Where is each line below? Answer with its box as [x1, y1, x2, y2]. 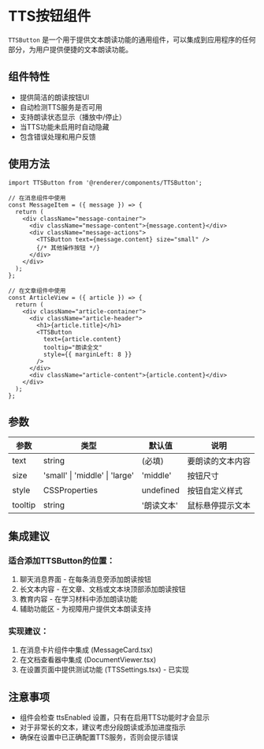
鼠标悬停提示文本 [187, 500, 251, 511]
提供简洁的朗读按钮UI [19, 92, 89, 102]
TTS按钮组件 [8, 7, 91, 25]
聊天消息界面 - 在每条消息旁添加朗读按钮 [19, 575, 152, 584]
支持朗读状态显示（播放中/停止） [19, 112, 126, 122]
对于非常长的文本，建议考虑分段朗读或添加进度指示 [19, 723, 186, 732]
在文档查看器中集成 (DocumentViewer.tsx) [19, 655, 157, 665]
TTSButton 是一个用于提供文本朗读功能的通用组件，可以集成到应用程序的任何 [8, 35, 256, 44]
